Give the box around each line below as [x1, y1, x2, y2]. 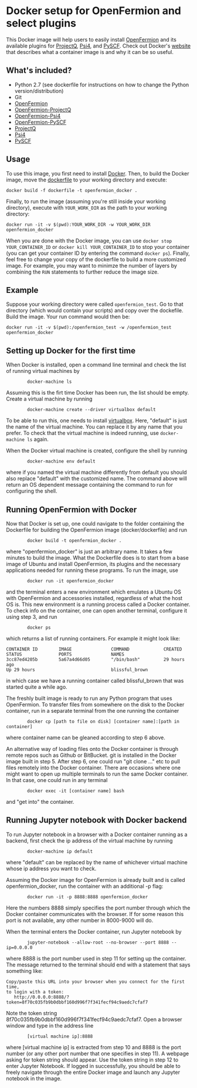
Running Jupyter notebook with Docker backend [6, 815, 187, 826]
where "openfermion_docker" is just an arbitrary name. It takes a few [6, 548, 173, 555]
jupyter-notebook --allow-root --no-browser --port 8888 [27, 939, 169, 945]
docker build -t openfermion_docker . [27, 538, 122, 544]
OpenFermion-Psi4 [14, 112, 61, 119]
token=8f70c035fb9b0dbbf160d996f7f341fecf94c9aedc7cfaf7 [6, 999, 148, 1005]
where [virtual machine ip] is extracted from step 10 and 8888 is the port [6, 1043, 181, 1050]
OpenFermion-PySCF [14, 119, 66, 126]
